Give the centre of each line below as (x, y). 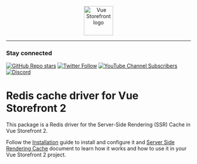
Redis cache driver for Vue (72, 96)
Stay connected (29, 53)
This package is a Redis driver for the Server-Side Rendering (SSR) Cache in (98, 125)
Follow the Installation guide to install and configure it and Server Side (90, 142)
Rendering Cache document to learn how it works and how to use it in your (96, 149)
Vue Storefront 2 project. (36, 155)
